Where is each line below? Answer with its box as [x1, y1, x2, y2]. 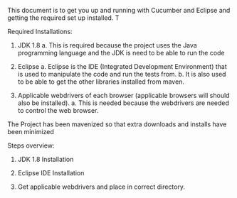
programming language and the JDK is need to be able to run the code [17, 49, 226, 57]
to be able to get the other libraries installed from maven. [17, 77, 185, 86]
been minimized [7, 128, 55, 136]
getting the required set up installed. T [7, 13, 120, 22]
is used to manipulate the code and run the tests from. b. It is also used [17, 70, 226, 78]
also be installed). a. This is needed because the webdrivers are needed [17, 99, 230, 107]
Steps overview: [7, 141, 55, 150]
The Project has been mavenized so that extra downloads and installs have [7, 120, 227, 128]
